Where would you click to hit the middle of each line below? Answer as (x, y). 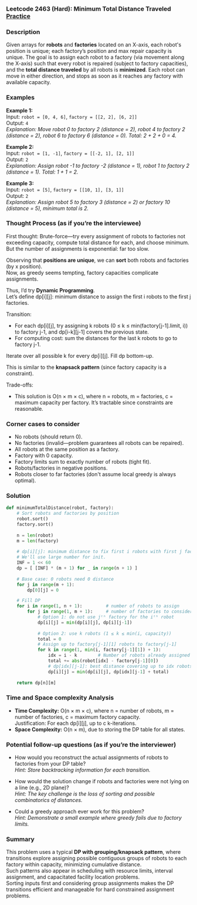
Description (23, 32)
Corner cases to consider (43, 424)
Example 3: (20, 183)
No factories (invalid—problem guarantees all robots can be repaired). (99, 443)
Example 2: (20, 147)
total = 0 (49, 639)
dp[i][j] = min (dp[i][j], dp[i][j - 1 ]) (85, 623)
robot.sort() (33, 519)
